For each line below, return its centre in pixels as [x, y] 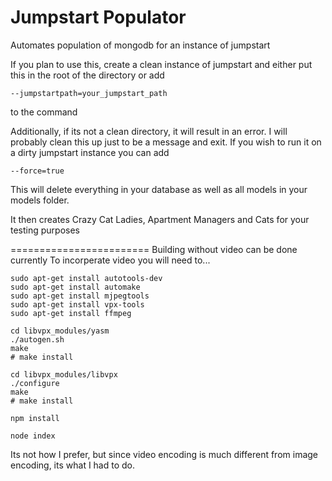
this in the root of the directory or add [87, 75]
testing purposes [45, 230]
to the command [44, 112]
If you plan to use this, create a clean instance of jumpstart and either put [161, 64]
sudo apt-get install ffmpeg [71, 313]
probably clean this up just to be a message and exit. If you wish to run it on [166, 142]
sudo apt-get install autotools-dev [86, 278]
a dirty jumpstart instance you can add [90, 152]
